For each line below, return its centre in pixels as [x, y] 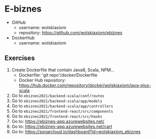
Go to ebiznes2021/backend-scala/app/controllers [62, 106]
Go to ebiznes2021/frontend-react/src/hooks [57, 116]
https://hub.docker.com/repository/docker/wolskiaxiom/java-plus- [85, 85]
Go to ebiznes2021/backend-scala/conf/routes [58, 95]
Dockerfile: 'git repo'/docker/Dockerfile [58, 75]
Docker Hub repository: [42, 80]
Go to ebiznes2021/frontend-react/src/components [62, 111]
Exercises [20, 58]
